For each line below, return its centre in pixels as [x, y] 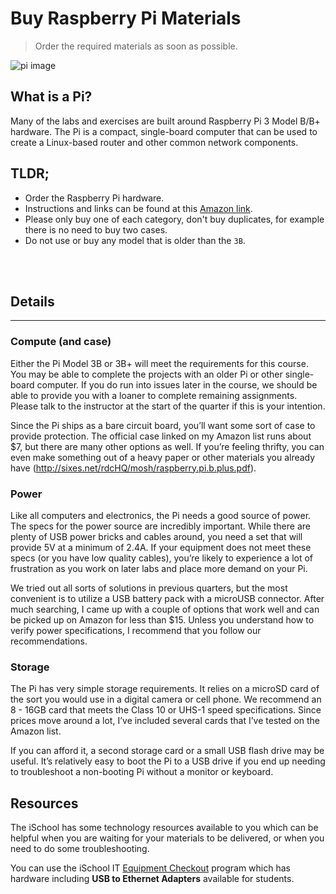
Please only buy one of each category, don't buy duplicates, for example [174, 219]
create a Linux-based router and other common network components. [154, 142]
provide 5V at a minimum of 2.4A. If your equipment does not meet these [161, 547]
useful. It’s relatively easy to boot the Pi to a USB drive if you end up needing [168, 761]
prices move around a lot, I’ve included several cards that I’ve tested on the [165, 721]
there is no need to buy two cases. [96, 229]
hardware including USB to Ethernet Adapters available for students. [152, 879]
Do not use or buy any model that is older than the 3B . [135, 240]
